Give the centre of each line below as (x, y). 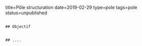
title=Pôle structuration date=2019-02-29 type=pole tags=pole (71, 7)
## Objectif (18, 27)
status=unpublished (26, 13)
